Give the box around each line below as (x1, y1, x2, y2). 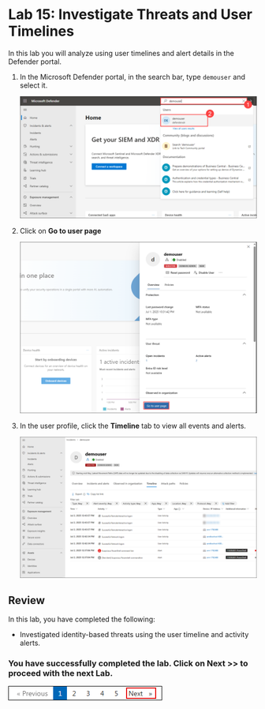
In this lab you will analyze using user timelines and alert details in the (8, 48, 234, 58)
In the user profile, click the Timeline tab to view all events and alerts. (19, 421, 247, 431)
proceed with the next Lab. (8, 667, 113, 678)
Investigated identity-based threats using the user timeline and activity (19, 629, 249, 639)
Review (8, 594, 46, 607)
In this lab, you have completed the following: (8, 614, 155, 624)
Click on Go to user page (19, 226, 102, 235)
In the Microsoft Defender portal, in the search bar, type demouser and (19, 72, 246, 81)
